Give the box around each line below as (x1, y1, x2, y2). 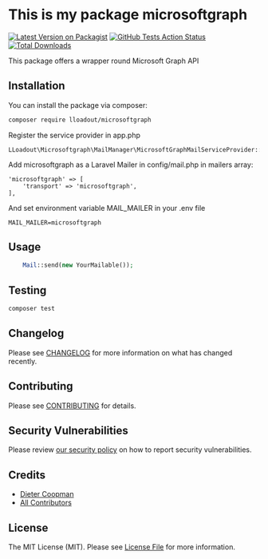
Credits (8, 468, 46, 482)
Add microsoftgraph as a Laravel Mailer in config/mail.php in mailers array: (8, 160, 254, 169)
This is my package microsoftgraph (8, 6, 248, 24)
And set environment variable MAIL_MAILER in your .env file (8, 203, 206, 212)
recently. (8, 356, 37, 366)
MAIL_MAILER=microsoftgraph (8, 218, 102, 227)
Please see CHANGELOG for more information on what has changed (8, 347, 233, 357)
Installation (8, 79, 65, 93)
